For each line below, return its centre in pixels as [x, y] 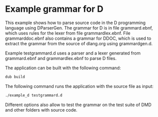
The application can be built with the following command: [63, 68]
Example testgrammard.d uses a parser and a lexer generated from [73, 53]
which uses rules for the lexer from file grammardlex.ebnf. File [68, 33]
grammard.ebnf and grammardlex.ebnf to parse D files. [61, 58]
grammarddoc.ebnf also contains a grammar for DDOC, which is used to [78, 38]
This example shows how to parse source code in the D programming [75, 23]
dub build [15, 77]
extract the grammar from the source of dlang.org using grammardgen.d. [79, 43]
